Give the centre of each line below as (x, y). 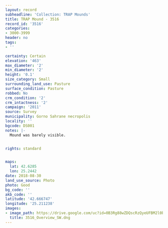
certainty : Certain (25, 56)
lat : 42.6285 (23, 166)
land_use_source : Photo (30, 180)
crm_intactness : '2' (27, 102)
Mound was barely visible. (38, 135)
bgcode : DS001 (20, 125)
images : (13, 208)
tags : (11, 42)
